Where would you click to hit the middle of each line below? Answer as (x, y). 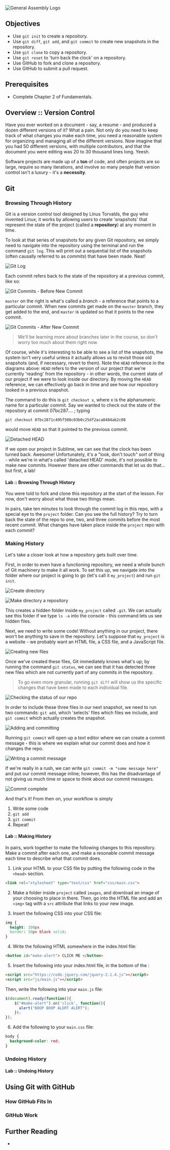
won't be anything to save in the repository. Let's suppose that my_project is (85, 636)
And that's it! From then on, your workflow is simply (59, 798)
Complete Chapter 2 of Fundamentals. (53, 97)
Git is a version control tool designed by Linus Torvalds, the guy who (77, 214)
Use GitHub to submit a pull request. (50, 68)
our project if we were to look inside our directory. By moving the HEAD (78, 379)
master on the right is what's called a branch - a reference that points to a (82, 301)
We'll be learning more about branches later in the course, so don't (88, 337)
